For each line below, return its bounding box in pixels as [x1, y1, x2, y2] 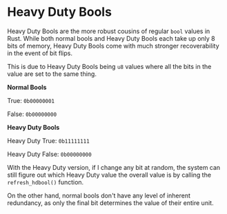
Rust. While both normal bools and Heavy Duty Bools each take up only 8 [7, 34, 215, 42]
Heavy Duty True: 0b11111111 [7, 136, 90, 145]
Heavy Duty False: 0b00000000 [7, 150, 92, 158]
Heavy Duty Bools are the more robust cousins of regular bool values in [7, 27, 210, 35]
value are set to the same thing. [7, 70, 97, 78]
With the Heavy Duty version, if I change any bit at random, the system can [7, 163, 221, 171]
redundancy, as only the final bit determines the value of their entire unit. [7, 198, 214, 207]
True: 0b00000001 [7, 96, 55, 104]
